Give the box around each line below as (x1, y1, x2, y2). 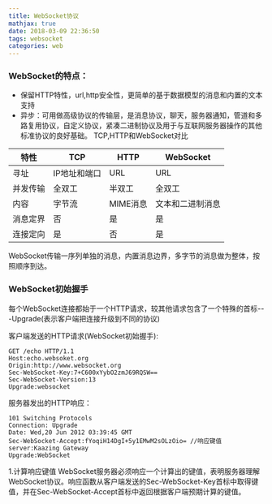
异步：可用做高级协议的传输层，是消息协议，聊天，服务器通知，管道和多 (19, 110, 262, 120)
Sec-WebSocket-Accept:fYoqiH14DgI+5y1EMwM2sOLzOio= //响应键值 (8, 437, 222, 445)
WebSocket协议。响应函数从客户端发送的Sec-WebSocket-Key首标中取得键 (8, 476, 259, 486)
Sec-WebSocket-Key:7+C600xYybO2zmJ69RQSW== (8, 368, 158, 377)
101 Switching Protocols (8, 414, 93, 422)
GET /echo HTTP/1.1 (8, 347, 75, 355)
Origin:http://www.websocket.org (8, 361, 122, 369)
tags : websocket (8, 34, 63, 43)
